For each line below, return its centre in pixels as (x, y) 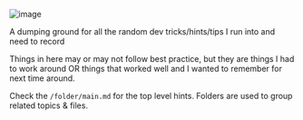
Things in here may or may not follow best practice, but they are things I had (152, 59)
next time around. (42, 78)
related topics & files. (49, 105)
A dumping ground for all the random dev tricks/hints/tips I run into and (142, 31)
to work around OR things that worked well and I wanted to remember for (146, 69)
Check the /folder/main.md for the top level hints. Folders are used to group (151, 96)
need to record (37, 41)
